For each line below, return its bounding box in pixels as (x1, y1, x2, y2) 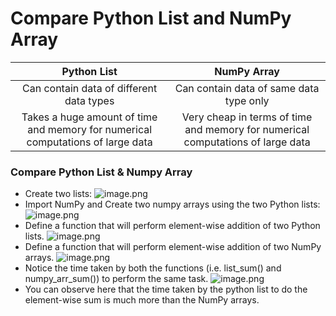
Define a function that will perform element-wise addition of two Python (24, 220, 321, 232)
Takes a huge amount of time (21, 110, 158, 124)
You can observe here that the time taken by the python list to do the (24, 283, 308, 296)
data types (64, 93, 115, 107)
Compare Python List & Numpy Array (10, 165, 193, 179)
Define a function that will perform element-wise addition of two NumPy (24, 241, 322, 253)
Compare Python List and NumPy (10, 7, 292, 30)
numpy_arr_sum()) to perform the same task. (24, 273, 209, 285)
